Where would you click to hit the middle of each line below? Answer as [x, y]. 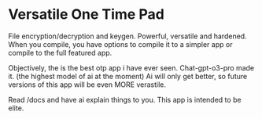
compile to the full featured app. [60, 52]
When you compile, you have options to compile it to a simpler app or [120, 44]
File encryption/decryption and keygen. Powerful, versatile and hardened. [127, 36]
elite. [16, 108]
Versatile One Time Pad [87, 14]
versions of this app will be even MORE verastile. [87, 85]
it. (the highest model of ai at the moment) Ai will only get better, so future [128, 76]
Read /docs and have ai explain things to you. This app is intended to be [125, 99]
